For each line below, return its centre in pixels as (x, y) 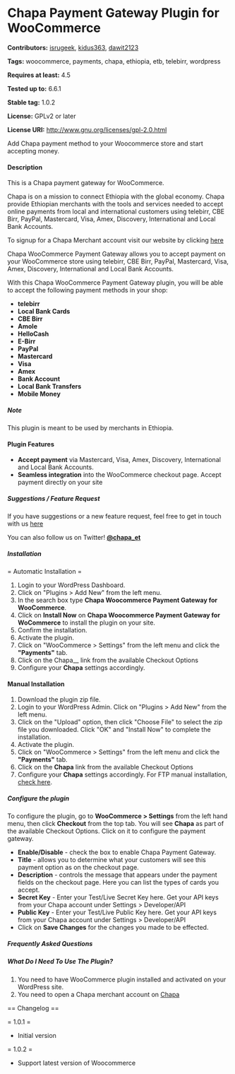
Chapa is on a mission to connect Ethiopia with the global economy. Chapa (116, 196)
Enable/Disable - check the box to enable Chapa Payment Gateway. (117, 852)
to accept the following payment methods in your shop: (88, 290)
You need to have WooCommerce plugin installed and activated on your (122, 979)
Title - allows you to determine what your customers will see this (112, 860)
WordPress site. (41, 986)
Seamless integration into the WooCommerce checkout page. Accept (119, 475)
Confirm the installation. (52, 630)
